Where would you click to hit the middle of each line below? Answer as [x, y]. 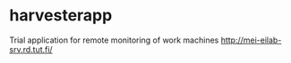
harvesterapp [61, 16]
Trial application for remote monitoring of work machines [114, 40]
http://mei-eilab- [251, 40]
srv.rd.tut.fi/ [31, 49]
